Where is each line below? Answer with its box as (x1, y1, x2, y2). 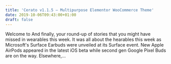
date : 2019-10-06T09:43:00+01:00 (5, 12, 77, 17)
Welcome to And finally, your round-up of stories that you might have (5, 31, 151, 37)
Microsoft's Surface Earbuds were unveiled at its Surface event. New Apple (5, 42, 164, 48)
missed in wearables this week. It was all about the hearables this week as (5, 36, 162, 42)
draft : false (5, 17, 33, 22)
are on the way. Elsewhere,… (5, 53, 66, 59)
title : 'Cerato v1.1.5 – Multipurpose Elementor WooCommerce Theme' (5, 7, 154, 13)
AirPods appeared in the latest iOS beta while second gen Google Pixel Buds (5, 47, 166, 54)
